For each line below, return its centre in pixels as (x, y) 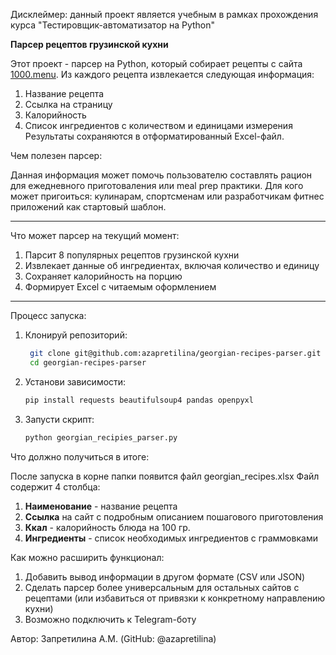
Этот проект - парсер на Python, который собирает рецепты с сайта (156, 63)
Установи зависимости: (75, 381)
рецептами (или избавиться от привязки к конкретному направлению (175, 598)
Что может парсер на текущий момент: (95, 235)
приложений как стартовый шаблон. (88, 207)
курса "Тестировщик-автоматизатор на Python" (113, 25)
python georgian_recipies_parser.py (101, 437)
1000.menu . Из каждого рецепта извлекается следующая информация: (162, 74)
